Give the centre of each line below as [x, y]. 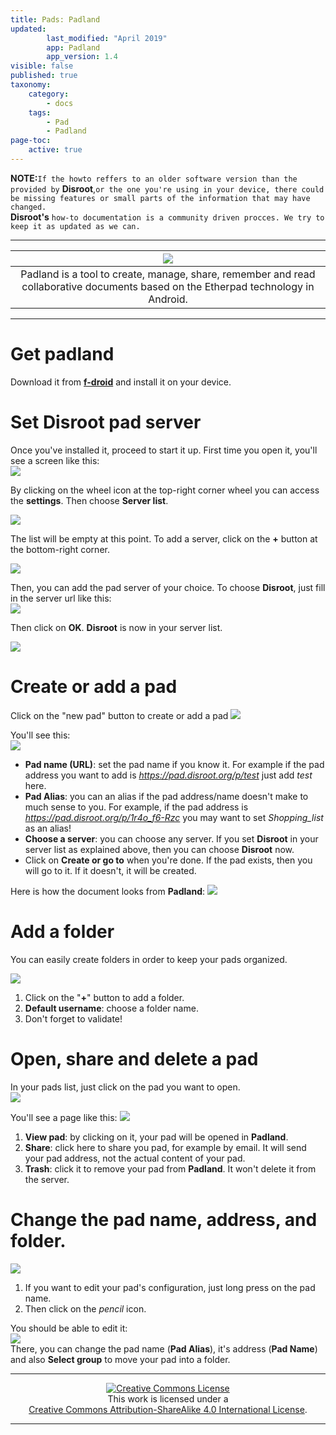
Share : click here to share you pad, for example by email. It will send [165, 1147]
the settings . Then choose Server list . [89, 500]
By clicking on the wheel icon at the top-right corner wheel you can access [165, 490]
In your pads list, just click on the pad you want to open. [125, 1087]
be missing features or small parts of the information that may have [160, 198]
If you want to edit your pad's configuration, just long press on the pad [170, 1287]
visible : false [42, 66]
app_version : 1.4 [82, 57]
